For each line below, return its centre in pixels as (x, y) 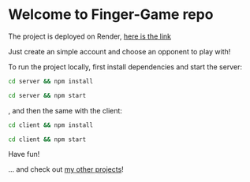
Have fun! (24, 154)
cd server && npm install (50, 81)
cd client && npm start (47, 139)
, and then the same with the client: (65, 110)
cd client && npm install (50, 125)
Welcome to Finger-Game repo (111, 15)
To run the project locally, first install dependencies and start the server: (125, 67)
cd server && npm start (47, 95)
